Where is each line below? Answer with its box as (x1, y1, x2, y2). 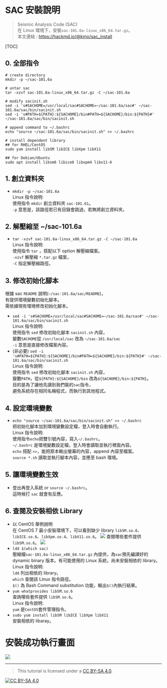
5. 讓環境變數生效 (5, 470, 59, 479)
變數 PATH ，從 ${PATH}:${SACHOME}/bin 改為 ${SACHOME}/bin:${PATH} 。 (12, 375, 152, 381)
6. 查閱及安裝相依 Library (5, 507, 83, 515)
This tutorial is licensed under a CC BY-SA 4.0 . (17, 668, 113, 674)
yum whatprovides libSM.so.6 (12, 588, 73, 594)
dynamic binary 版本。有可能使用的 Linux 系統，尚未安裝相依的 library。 (12, 557, 161, 563)
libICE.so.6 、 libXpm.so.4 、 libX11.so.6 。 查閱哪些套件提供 (12, 533, 142, 539)
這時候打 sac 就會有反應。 (12, 491, 66, 497)
